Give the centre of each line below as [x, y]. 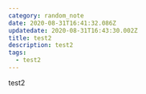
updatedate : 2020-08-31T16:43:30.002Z [73, 30]
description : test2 [41, 45]
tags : [17, 53]
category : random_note [46, 16]
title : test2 [30, 38]
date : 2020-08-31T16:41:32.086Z [62, 23]
